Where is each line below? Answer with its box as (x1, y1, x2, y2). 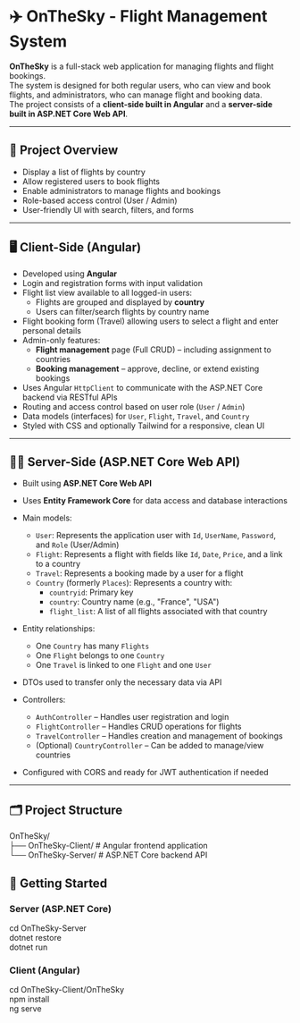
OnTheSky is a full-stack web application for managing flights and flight (9, 61, 274, 72)
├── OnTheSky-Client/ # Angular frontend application (9, 841, 208, 851)
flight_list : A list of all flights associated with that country (48, 606, 268, 617)
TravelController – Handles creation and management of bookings (35, 731, 283, 741)
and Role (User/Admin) (35, 539, 120, 550)
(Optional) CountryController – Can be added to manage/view (35, 740, 264, 751)
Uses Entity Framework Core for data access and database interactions (21, 495, 288, 506)
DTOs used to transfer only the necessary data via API (21, 677, 222, 688)
